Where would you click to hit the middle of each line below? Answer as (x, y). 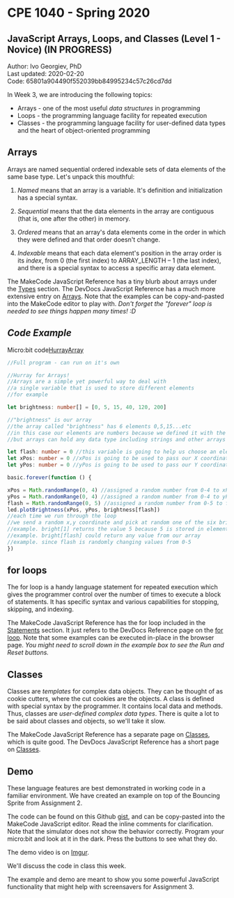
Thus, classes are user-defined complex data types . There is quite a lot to (113, 714)
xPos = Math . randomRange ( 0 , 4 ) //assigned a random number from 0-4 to (113, 490)
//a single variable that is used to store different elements (101, 388)
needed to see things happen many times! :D (72, 311)
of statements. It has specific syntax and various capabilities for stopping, (113, 602)
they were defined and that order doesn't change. (89, 240)
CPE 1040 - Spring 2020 (79, 13)
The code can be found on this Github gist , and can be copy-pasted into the (116, 817)
